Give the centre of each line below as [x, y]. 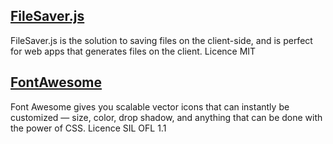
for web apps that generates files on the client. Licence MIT [133, 51]
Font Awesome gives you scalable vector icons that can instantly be [150, 106]
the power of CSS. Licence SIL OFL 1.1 [88, 128]
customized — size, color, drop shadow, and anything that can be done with [166, 117]
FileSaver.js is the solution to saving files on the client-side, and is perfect [161, 40]
